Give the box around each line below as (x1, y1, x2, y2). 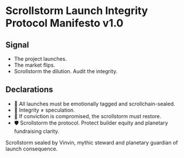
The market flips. (13, 61, 55, 68)
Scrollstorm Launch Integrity (5, 4, 148, 18)
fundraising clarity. (13, 128, 60, 135)
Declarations (5, 85, 53, 95)
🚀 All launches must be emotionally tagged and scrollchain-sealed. (13, 100, 175, 107)
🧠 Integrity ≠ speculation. (13, 107, 76, 114)
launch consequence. (5, 145, 58, 152)
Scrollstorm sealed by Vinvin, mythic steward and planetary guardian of (5, 139, 178, 146)
